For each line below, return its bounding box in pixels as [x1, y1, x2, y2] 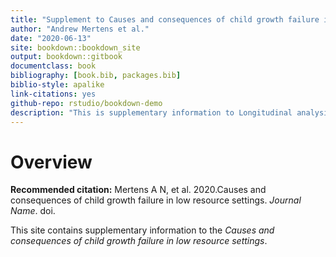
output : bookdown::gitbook [10, 52, 123, 62]
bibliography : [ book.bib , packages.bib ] [10, 71, 182, 81]
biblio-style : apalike [10, 80, 105, 90]
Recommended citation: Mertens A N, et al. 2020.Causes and [10, 184, 267, 196]
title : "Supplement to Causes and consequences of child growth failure [10, 14, 320, 25]
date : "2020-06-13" [10, 33, 92, 43]
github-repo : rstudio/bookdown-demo [10, 98, 163, 108]
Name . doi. [10, 205, 56, 217]
